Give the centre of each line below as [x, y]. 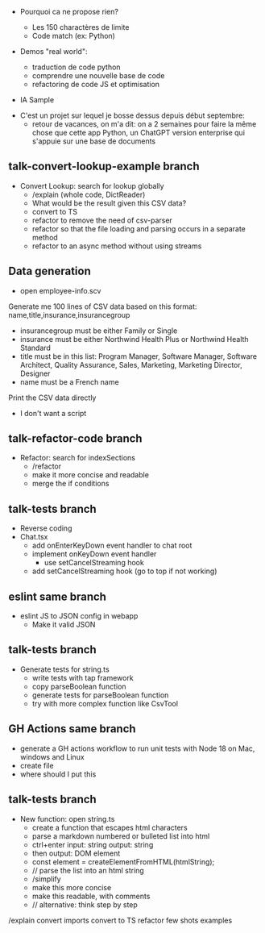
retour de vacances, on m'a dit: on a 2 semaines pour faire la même [144, 124]
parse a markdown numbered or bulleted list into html [121, 836]
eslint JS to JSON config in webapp [79, 616]
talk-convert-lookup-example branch [104, 167]
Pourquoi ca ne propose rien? [69, 12]
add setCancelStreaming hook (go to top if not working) [124, 571]
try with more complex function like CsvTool [105, 703]
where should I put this [58, 774]
